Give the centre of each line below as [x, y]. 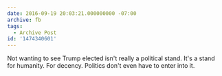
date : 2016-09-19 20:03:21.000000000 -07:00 [72, 13]
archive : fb [24, 20]
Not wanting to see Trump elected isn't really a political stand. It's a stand [111, 58]
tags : [15, 26]
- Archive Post [35, 33]
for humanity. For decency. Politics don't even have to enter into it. [101, 66]
